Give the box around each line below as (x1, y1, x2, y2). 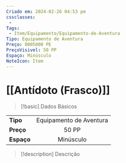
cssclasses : (6, 14, 35, 20)
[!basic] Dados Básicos (20, 103, 77, 110)
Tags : (6, 25, 20, 31)
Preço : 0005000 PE (6, 42, 51, 48)
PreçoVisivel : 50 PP (6, 47, 57, 53)
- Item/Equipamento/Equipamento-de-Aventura (8, 31, 120, 37)
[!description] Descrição (20, 151, 80, 158)
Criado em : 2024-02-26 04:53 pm (6, 8, 86, 15)
